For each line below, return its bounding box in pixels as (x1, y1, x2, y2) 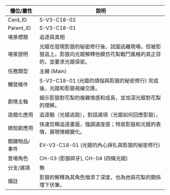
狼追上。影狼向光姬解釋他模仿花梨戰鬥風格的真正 (39, 51, 156, 58)
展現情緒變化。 (49, 128, 85, 135)
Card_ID (8, 16, 27, 23)
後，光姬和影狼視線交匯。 (39, 85, 100, 91)
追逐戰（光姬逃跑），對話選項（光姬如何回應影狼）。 (39, 111, 161, 118)
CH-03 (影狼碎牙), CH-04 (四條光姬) (39, 155, 128, 162)
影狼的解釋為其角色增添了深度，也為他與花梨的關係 (39, 174, 161, 181)
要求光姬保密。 (54, 58, 90, 65)
